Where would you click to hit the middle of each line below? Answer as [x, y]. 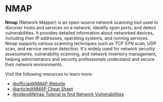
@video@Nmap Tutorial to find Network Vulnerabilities [68, 94]
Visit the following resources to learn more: [49, 74]
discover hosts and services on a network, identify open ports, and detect [81, 27]
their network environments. [34, 64]
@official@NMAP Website [39, 83]
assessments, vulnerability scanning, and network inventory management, [81, 54]
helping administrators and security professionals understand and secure [80, 59]
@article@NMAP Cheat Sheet [43, 89]
